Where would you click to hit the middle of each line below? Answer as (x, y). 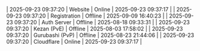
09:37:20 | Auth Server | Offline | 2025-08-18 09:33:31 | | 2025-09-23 (102, 22)
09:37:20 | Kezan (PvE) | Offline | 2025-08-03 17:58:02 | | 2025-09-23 (95, 29)
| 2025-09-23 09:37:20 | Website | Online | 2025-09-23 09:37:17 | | (91, 9)
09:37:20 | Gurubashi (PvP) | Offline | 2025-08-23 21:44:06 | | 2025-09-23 (100, 35)
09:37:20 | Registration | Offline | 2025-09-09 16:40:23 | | (96, 16)
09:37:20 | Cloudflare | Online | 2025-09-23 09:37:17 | (74, 42)
